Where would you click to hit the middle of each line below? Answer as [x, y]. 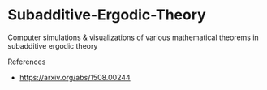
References [27, 62]
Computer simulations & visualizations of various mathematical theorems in [133, 37]
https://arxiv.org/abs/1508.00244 [75, 77]
